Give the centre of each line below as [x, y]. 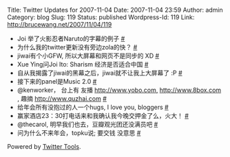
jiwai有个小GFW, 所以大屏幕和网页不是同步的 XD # [88, 56]
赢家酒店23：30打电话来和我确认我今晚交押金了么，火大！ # [103, 116]
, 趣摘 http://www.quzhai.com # [62, 98]
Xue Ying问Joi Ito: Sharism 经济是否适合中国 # [83, 64]
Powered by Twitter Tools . [44, 146]
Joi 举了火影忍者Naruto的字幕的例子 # [71, 38]
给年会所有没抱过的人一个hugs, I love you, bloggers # [93, 107]
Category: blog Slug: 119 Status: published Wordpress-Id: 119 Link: [101, 17]
